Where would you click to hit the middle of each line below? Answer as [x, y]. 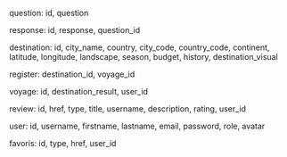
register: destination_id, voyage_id [72, 74]
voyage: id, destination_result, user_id [79, 91]
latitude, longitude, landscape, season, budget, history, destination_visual [143, 57]
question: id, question [49, 13]
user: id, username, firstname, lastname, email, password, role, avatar [137, 126]
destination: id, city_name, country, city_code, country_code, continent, [139, 47]
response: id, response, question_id [75, 30]
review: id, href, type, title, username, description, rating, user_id [128, 109]
